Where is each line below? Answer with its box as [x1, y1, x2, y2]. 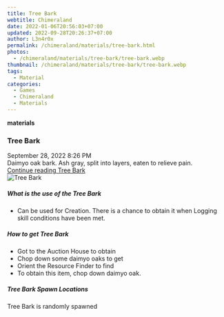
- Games [13, 87, 36, 94]
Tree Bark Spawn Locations [7, 285, 88, 293]
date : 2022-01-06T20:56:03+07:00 [7, 23, 103, 30]
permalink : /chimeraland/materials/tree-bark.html [7, 42, 156, 49]
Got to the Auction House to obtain [17, 247, 116, 256]
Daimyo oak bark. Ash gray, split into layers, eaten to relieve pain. [7, 159, 193, 167]
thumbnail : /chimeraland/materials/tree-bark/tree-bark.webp [7, 61, 187, 68]
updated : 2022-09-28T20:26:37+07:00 [7, 29, 112, 37]
